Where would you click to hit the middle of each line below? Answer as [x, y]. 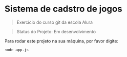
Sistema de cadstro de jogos [63, 9]
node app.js [17, 50]
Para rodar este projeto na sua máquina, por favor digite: [61, 41]
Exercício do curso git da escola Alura [55, 22]
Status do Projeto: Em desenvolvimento [56, 31]
